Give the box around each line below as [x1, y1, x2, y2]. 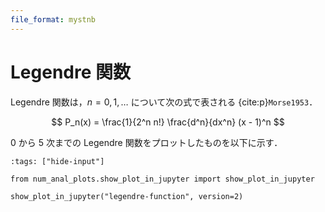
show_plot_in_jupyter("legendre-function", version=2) [10, 191, 244, 201]
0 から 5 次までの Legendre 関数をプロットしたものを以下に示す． [10, 136, 283, 148]
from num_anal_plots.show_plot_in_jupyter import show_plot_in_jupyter [10, 174, 315, 184]
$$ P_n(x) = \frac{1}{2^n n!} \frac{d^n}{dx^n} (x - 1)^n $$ [51, 116, 285, 128]
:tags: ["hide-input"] [10, 156, 105, 166]
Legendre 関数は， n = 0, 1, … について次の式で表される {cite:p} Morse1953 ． [10, 96, 318, 108]
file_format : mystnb [10, 14, 97, 25]
